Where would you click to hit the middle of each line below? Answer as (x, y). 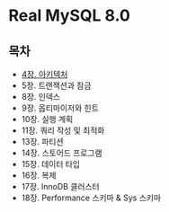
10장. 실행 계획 (47, 119)
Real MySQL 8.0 (70, 16)
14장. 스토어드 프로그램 (62, 153)
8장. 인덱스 (40, 97)
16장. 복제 (39, 175)
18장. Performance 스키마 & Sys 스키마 (91, 198)
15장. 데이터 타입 (50, 164)
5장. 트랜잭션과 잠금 (56, 85)
